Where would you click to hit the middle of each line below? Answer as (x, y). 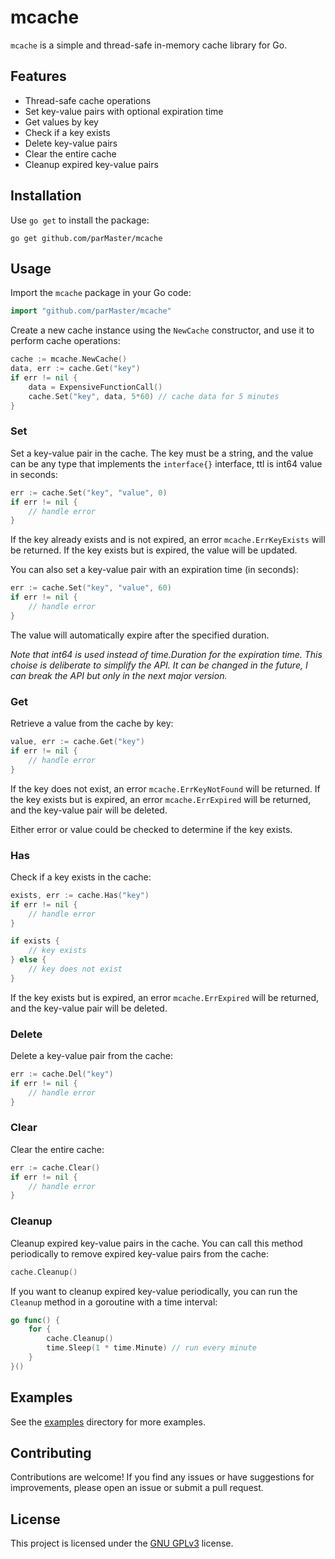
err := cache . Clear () (55, 1167)
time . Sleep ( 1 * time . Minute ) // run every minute (151, 1348)
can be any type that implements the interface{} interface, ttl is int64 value (166, 463)
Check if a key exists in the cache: (81, 877)
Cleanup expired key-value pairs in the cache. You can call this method (156, 1243)
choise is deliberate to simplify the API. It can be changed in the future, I (159, 665)
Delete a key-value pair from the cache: (92, 1056)
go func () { (35, 1320)
